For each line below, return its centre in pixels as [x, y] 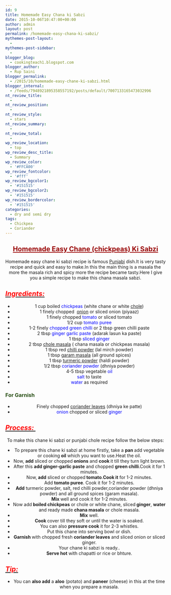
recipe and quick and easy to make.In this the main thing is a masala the [85, 267]
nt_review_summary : [26, 124]
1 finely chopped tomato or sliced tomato [89, 317]
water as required [89, 382]
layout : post [19, 29]
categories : [18, 209]
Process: [20, 428]
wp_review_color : [24, 162]
